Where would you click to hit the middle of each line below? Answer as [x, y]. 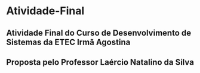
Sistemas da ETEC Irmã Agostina [68, 42]
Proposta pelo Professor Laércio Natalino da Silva [100, 62]
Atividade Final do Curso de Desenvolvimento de [99, 33]
